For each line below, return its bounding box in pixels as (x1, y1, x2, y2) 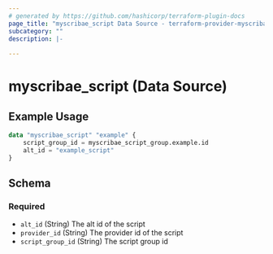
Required (8, 200, 45, 212)
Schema (8, 177, 51, 190)
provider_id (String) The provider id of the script (19, 228, 184, 238)
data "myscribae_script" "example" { (8, 131, 136, 139)
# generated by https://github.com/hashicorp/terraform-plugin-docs (8, 11, 245, 20)
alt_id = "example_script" (23, 146, 115, 155)
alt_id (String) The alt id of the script (19, 219, 146, 229)
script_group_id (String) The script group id (19, 237, 168, 247)
